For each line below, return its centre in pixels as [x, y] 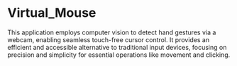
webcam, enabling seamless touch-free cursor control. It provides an [109, 39]
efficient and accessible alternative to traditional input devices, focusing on [117, 47]
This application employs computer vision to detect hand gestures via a [112, 32]
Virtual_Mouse [52, 13]
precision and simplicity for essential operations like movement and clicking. [119, 55]
